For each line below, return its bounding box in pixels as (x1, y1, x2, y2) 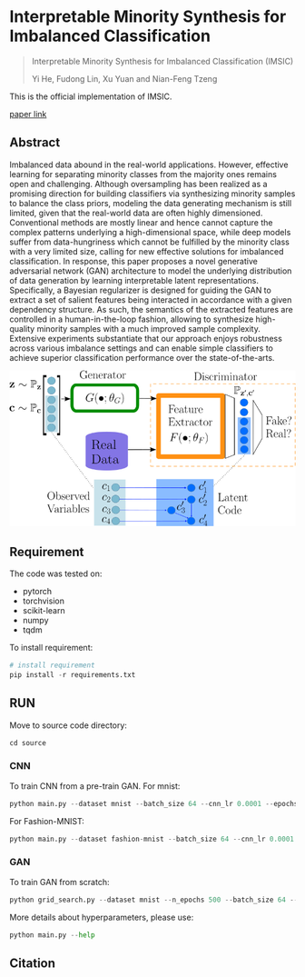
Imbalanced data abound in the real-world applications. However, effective (9, 159, 289, 170)
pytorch (22, 586, 53, 597)
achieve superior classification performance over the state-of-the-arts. (9, 352, 275, 363)
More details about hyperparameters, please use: (9, 912, 194, 922)
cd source (9, 738, 47, 747)
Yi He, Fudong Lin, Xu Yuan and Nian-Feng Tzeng (31, 73, 218, 84)
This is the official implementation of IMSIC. (9, 91, 172, 102)
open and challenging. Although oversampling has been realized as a (9, 178, 268, 189)
